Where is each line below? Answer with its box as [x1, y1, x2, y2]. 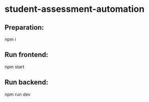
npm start [4, 63, 25, 70]
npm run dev [4, 91, 31, 97]
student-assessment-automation [4, 3, 145, 15]
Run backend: [4, 78, 49, 87]
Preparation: [4, 23, 44, 32]
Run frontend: [4, 51, 49, 59]
